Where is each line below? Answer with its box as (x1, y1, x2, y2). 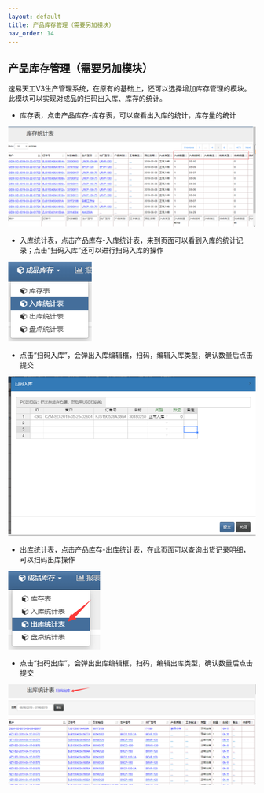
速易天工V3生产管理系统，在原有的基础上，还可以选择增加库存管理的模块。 (8, 84, 251, 94)
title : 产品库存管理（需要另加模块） (8, 20, 115, 29)
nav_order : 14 (8, 29, 55, 37)
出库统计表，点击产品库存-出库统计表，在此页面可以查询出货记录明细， (19, 545, 251, 555)
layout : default (8, 13, 61, 20)
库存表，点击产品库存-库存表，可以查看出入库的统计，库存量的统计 (19, 110, 237, 120)
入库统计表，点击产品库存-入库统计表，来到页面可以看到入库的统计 (19, 235, 237, 244)
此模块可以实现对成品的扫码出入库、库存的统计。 (8, 94, 167, 103)
